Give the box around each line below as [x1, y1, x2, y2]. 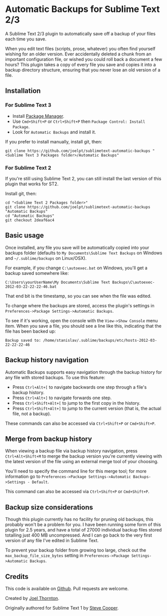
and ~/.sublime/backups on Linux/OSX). [5, 255, 87, 261]
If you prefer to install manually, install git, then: [5, 138, 102, 144]
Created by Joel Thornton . [5, 595, 60, 601]
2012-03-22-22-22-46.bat [5, 284, 57, 289]
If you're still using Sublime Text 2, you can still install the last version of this [5, 175, 162, 181]
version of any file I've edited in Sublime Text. [5, 538, 99, 544]
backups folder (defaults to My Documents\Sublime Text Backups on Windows [5, 250, 163, 256]
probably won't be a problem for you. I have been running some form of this [5, 522, 161, 528]
